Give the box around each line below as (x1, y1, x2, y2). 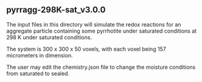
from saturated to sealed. (6, 69, 70, 77)
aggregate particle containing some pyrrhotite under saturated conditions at (6, 27, 197, 34)
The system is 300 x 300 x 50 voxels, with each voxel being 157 (6, 45, 166, 52)
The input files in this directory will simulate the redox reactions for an (6, 20, 181, 28)
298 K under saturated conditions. (6, 33, 92, 41)
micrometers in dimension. (6, 51, 73, 59)
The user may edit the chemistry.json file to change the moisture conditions (6, 63, 196, 71)
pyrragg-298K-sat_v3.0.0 (6, 5, 106, 15)
